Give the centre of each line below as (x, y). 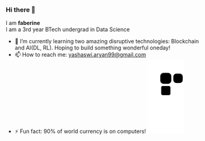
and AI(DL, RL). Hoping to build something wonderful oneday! (92, 48)
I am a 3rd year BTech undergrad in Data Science (68, 29)
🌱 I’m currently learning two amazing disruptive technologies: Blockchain (107, 42)
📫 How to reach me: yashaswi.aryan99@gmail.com (80, 55)
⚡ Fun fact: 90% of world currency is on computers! (80, 131)
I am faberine (23, 23)
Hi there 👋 (21, 10)
